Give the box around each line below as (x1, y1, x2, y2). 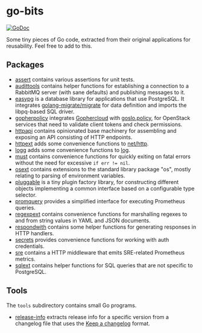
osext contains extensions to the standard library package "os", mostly (14, 165, 191, 173)
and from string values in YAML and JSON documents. (14, 217, 151, 224)
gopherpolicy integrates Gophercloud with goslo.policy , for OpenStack (14, 114, 191, 121)
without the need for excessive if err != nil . (14, 159, 130, 166)
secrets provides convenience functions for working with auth (14, 236, 169, 243)
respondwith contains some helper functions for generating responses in (14, 223, 197, 230)
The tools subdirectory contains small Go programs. (6, 302, 137, 309)
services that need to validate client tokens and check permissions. (14, 121, 183, 128)
